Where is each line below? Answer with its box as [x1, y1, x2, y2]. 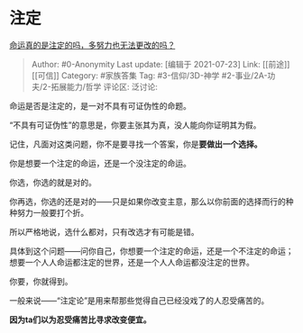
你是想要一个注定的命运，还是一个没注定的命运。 [9, 157, 191, 168]
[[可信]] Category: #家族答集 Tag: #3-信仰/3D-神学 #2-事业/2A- [31, 69, 268, 81]
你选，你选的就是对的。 [9, 176, 96, 187]
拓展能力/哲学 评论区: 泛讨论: [50, 81, 158, 92]
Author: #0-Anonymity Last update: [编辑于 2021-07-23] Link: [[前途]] [31, 58, 290, 69]
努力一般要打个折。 [16, 207, 88, 218]
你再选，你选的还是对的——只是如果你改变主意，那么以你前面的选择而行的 [9, 195, 286, 207]
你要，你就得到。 [9, 275, 73, 286]
